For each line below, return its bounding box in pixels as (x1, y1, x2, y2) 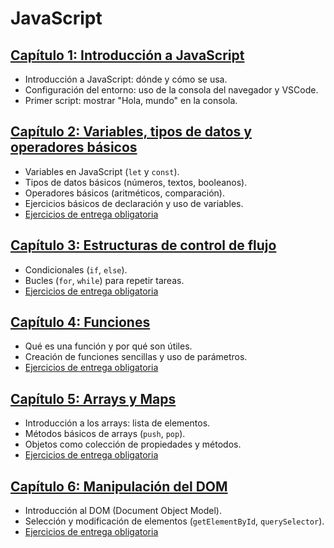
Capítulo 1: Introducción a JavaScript (10, 47, 245, 64)
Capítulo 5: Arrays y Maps (10, 390, 177, 407)
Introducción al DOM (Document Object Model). (24, 505, 223, 517)
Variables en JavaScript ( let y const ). (24, 165, 180, 177)
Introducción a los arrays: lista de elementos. (24, 417, 211, 429)
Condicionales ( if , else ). (24, 263, 128, 276)
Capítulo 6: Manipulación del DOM (10, 478, 228, 495)
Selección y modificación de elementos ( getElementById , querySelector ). (24, 515, 325, 527)
